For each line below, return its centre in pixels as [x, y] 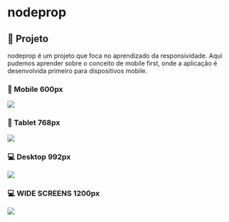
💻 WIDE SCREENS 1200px [54, 193]
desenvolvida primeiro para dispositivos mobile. [78, 71]
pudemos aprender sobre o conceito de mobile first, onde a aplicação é [112, 63]
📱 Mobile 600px [35, 89]
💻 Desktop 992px [39, 157]
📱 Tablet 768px [34, 123]
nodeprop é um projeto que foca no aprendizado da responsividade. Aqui [115, 55]
